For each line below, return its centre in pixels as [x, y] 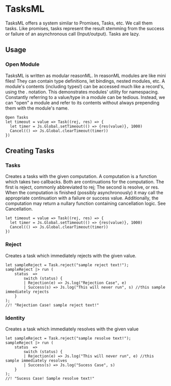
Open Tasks [17, 117]
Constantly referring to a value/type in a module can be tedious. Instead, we [85, 97]
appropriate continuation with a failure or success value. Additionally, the [82, 198]
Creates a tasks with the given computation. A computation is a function [81, 176]
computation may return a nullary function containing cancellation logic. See [86, 203]
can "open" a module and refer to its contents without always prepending [82, 102]
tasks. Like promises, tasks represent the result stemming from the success [85, 28]
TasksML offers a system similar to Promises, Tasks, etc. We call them [79, 23]
